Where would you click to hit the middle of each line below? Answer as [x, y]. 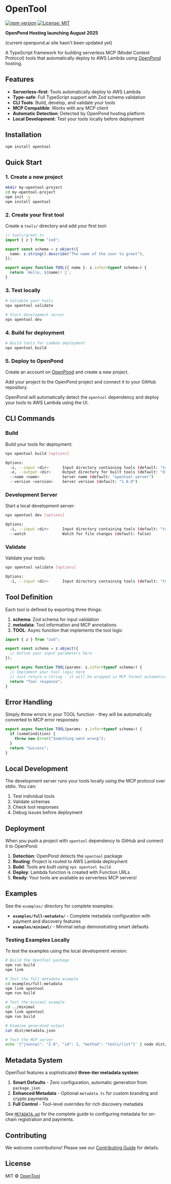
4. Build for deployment [35, 333]
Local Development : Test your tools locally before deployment [78, 119]
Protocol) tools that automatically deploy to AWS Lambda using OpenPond [83, 58]
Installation [23, 135]
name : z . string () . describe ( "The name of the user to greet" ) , [77, 254]
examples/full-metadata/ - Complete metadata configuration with [81, 916]
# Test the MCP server [29, 1040]
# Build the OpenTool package [37, 960]
